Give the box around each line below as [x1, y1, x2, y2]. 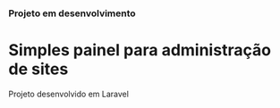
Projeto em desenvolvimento [8, 7, 136, 20]
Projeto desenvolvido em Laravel [8, 88, 129, 99]
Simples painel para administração [8, 40, 272, 61]
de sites [8, 59, 69, 79]
